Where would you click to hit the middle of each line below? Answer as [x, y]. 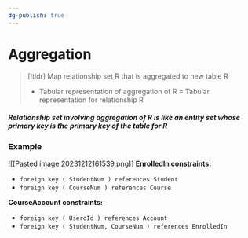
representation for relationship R [91, 100]
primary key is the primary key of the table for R [88, 126]
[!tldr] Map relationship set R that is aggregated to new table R [128, 76]
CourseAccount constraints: [56, 202]
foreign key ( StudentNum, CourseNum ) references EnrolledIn [123, 226]
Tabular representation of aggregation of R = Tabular [124, 91]
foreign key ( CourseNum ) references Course [95, 188]
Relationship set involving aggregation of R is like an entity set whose [124, 118]
